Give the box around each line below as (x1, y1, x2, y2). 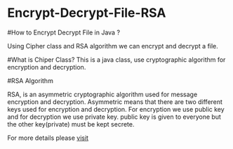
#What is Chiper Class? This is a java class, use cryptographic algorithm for (7, 55, 226, 64)
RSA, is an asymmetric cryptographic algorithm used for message (7, 90, 198, 98)
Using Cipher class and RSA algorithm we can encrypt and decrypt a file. (7, 41, 219, 50)
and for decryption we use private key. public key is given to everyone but (7, 112, 221, 121)
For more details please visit (7, 134, 89, 142)
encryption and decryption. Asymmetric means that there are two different (7, 97, 223, 106)
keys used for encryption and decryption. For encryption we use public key (7, 105, 225, 113)
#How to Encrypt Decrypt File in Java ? (7, 28, 121, 37)
